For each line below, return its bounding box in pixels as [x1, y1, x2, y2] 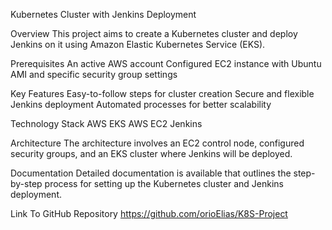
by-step [10, 178, 43, 189]
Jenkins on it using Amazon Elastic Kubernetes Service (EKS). [10, 39, 266, 50]
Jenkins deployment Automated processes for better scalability [10, 99, 272, 110]
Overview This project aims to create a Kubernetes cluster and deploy [10, 28, 298, 39]
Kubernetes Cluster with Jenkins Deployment [10, 9, 197, 20]
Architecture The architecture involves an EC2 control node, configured [10, 137, 305, 149]
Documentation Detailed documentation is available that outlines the [10, 167, 292, 179]
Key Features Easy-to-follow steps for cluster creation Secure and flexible [10, 88, 315, 99]
